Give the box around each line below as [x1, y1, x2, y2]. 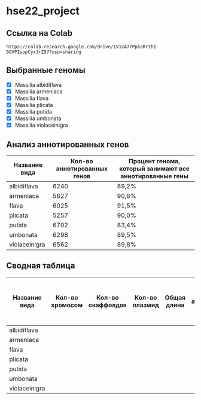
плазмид [132, 301, 160, 309]
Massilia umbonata [14, 115, 62, 122]
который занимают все [119, 164, 190, 173]
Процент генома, [128, 157, 181, 166]
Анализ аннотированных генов [6, 139, 129, 149]
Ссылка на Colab [6, 28, 73, 38]
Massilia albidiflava [14, 81, 62, 88]
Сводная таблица [6, 261, 75, 271]
